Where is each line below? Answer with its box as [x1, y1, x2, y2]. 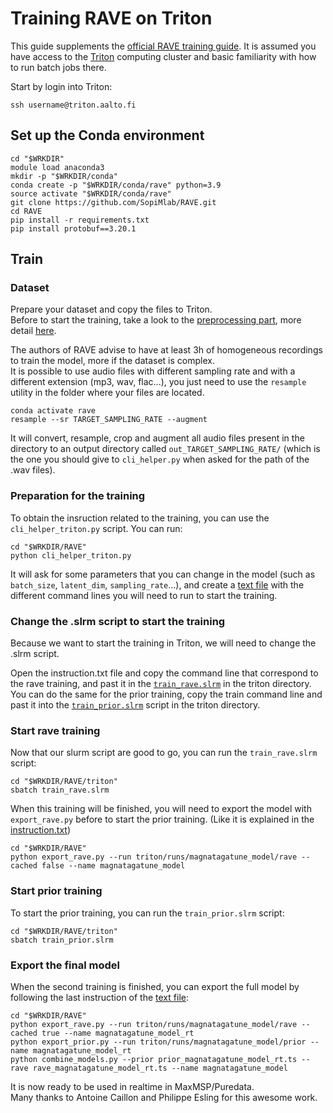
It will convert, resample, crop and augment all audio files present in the [10, 432, 305, 444]
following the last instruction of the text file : [10, 991, 189, 1003]
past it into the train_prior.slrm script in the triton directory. [10, 699, 261, 711]
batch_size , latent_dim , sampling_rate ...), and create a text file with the [10, 578, 305, 591]
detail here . [10, 325, 57, 337]
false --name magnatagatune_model [41, 861, 186, 871]
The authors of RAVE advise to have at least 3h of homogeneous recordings [10, 344, 323, 356]
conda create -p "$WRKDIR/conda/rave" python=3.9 [10, 180, 222, 190]
